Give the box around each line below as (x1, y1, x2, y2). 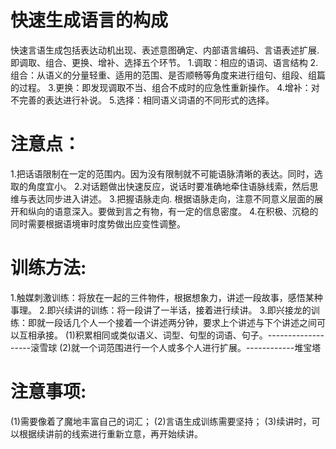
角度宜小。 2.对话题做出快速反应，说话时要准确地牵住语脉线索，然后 (27, 180, 310, 192)
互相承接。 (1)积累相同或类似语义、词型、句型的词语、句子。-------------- (18, 329, 325, 341)
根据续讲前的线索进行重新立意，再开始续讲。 (18, 427, 203, 440)
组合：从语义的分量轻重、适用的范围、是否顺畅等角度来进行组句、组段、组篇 (10, 69, 326, 81)
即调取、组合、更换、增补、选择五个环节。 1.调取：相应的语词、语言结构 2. (10, 56, 319, 68)
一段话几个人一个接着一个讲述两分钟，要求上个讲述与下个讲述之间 (44, 316, 317, 328)
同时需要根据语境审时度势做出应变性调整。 (10, 217, 186, 230)
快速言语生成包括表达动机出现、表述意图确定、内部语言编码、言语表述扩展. (10, 44, 320, 56)
